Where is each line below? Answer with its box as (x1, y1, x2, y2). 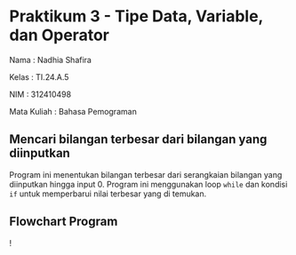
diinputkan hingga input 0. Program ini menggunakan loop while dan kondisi (9, 179, 288, 189)
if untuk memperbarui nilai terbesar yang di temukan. (9, 188, 207, 199)
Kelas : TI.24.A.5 (9, 71, 69, 82)
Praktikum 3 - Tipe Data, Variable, (9, 6, 264, 27)
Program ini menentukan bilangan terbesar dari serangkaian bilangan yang (9, 169, 283, 179)
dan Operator (9, 25, 109, 45)
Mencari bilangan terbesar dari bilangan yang (9, 131, 268, 147)
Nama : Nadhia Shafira (9, 54, 92, 65)
